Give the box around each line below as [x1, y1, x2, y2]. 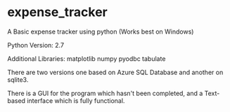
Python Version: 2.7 [7, 41, 65, 49]
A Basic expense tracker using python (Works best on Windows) [7, 27, 194, 36]
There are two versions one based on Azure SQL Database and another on [7, 68, 224, 76]
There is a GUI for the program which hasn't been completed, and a [7, 89, 203, 97]
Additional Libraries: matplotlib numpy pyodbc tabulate [7, 54, 166, 63]
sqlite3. [7, 75, 29, 84]
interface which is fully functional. [27, 96, 125, 105]
